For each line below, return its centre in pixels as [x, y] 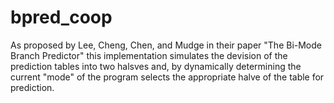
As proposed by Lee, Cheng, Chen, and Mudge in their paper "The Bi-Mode [166, 45]
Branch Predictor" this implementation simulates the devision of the [149, 55]
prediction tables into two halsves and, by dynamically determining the [156, 66]
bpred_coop [61, 17]
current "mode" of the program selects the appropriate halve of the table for [167, 77]
